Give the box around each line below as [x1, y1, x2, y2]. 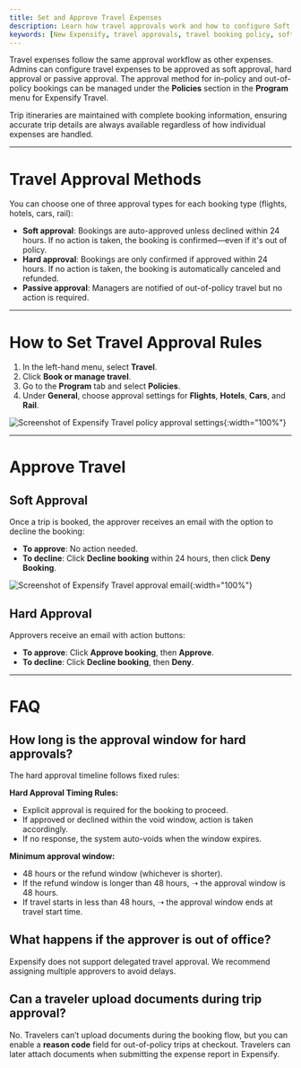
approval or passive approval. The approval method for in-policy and [9, 74, 262, 84]
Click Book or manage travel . [21, 372, 132, 382]
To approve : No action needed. [21, 544, 139, 555]
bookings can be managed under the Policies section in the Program [33, 83, 288, 94]
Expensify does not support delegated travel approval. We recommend [9, 956, 271, 967]
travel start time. [21, 906, 83, 917]
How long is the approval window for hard [9, 732, 246, 748]
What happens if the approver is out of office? [9, 932, 271, 948]
